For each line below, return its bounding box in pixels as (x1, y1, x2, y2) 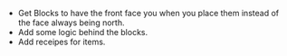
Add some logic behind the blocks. (17, 27, 148, 37)
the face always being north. (17, 17, 125, 28)
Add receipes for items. (17, 36, 106, 47)
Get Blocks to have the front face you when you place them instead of (17, 8, 279, 18)
